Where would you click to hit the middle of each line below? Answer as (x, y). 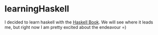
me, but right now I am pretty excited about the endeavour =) (65, 27)
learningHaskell (37, 9)
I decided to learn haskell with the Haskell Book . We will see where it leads (79, 22)
